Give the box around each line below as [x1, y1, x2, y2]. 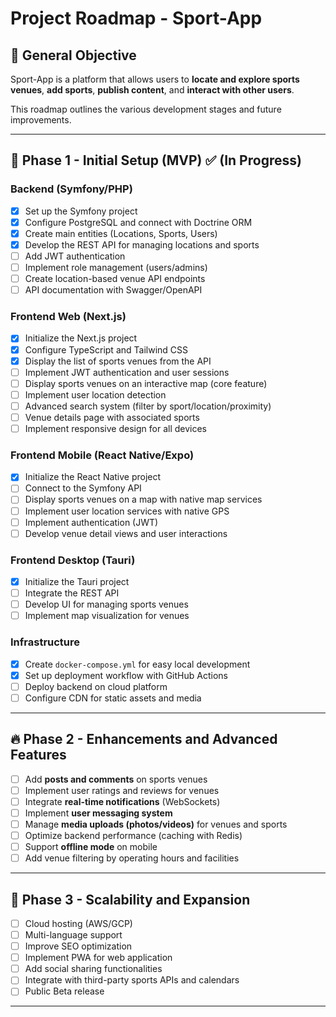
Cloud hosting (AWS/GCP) [24, 917, 133, 929]
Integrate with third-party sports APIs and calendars [24, 974, 240, 986]
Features [10, 747, 67, 764]
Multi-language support [24, 929, 123, 941]
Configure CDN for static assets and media [24, 692, 202, 704]
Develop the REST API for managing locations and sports [24, 238, 260, 251]
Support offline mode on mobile [24, 841, 158, 852]
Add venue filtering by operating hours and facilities [24, 852, 240, 864]
